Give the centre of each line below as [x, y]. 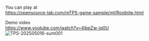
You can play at [21, 7]
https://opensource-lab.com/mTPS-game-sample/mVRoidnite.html [74, 13]
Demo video [18, 23]
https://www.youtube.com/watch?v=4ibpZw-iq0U [57, 28]
